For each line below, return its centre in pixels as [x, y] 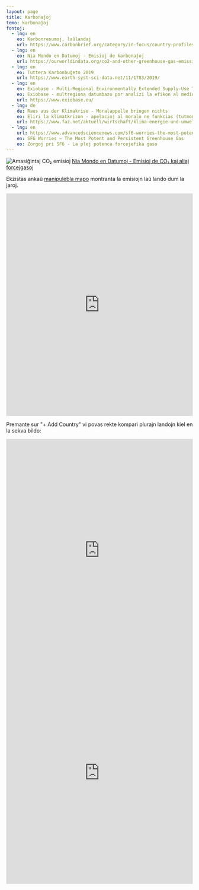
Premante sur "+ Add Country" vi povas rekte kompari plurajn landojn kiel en [99, 424]
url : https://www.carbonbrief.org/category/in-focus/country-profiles [106, 45]
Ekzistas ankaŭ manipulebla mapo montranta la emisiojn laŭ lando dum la [95, 179]
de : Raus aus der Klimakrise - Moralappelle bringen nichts [92, 111]
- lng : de [23, 105]
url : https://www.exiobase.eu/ [55, 100]
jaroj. [12, 185]
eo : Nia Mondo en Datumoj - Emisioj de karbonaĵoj [81, 56]
